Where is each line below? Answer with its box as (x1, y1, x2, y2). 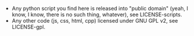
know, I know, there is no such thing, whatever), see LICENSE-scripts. (11, 11, 182, 18)
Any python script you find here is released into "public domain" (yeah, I (11, 5, 189, 12)
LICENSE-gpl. (11, 23, 46, 30)
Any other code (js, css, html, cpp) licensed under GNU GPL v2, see (11, 17, 178, 24)
